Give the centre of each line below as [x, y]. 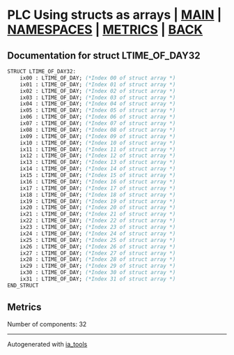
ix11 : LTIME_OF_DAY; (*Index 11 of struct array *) [98, 149]
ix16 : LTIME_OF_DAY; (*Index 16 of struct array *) [98, 181]
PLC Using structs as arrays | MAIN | [115, 15]
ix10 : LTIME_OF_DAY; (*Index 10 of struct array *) [98, 143]
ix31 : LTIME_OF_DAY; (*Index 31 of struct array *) [98, 279]
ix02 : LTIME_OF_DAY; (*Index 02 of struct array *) [98, 91]
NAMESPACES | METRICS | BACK [105, 30]
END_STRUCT [23, 285]
